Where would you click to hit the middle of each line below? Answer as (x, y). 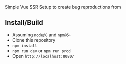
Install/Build (24, 23)
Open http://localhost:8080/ (43, 56)
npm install (24, 46)
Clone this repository (34, 40)
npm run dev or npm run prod (41, 51)
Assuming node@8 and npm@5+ (41, 35)
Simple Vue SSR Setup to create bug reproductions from (63, 7)
